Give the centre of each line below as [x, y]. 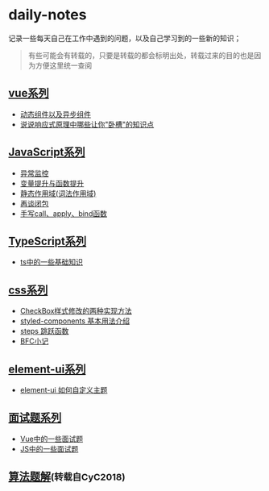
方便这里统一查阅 [64, 65]
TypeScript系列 [48, 241]
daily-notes [48, 15]
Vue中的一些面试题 [51, 439]
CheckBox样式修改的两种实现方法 [76, 311]
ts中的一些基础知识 [51, 262]
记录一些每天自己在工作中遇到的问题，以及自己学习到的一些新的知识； [125, 38]
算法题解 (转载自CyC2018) [67, 477]
